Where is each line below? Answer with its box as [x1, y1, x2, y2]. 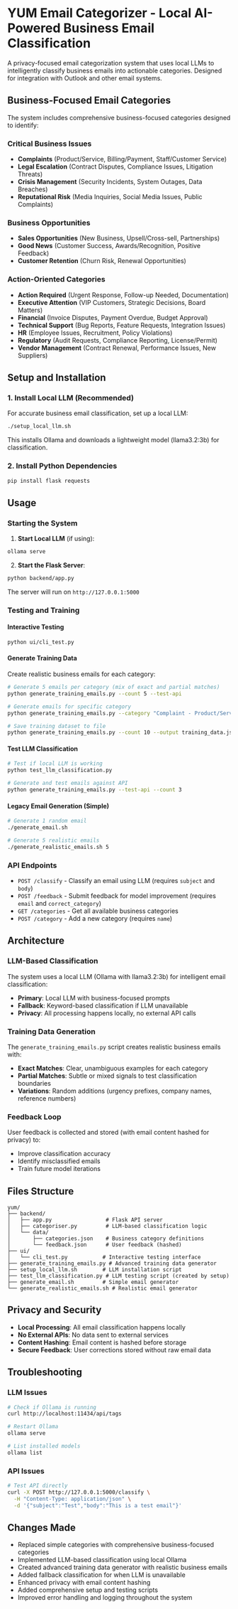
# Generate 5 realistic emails [7, 837, 100, 844]
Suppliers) [17, 351, 48, 360]
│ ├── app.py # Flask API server [7, 1217, 163, 1224]
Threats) [17, 170, 43, 178]
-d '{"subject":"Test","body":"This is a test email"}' [13, 1502, 182, 1509]
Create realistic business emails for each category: [7, 670, 156, 678]
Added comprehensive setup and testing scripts [17, 1586, 158, 1594]
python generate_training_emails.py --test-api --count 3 [7, 786, 182, 793]
